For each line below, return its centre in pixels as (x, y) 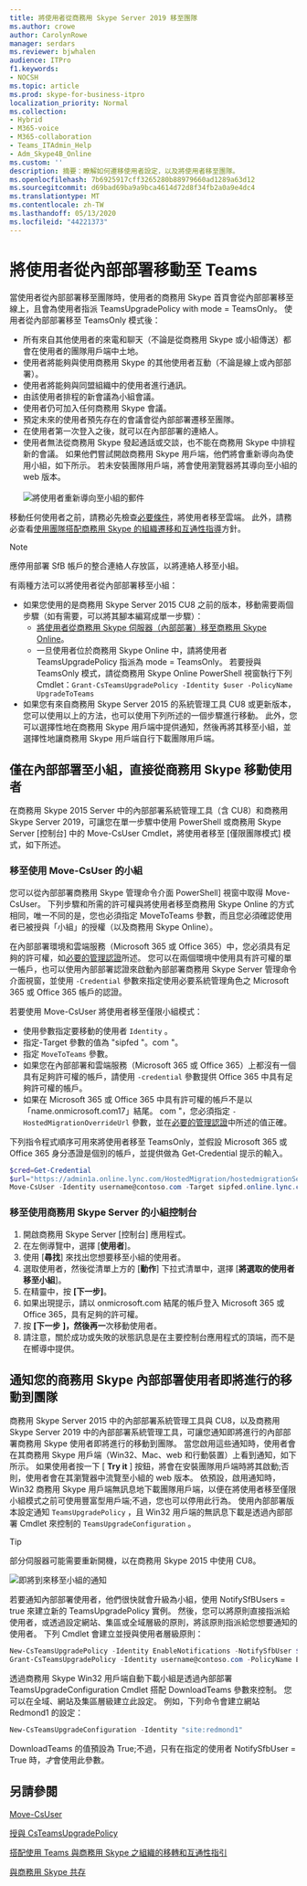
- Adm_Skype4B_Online (51, 154)
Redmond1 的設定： (47, 1713)
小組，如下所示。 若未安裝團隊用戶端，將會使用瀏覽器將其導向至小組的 (164, 465)
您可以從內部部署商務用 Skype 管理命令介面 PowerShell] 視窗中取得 (136, 892)
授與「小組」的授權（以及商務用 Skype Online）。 (126, 927)
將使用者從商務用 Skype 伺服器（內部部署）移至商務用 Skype (151, 627)
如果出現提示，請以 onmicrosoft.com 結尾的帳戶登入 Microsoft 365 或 (153, 1303)
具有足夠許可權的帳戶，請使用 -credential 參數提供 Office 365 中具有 (153, 1076)
